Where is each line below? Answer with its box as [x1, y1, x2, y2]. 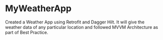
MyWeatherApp [5, 3, 72, 14]
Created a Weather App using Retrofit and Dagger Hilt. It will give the [5, 19, 145, 25]
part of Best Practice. [5, 29, 48, 35]
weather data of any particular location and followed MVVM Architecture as [5, 24, 159, 30]
